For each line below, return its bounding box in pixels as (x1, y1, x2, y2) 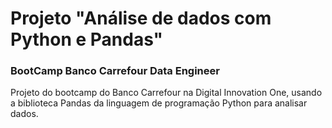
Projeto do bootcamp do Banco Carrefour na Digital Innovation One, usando (10, 87, 323, 99)
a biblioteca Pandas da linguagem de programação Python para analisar (10, 97, 308, 109)
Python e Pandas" (10, 28, 164, 51)
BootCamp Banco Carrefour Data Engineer (10, 64, 220, 78)
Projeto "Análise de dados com (10, 7, 272, 30)
